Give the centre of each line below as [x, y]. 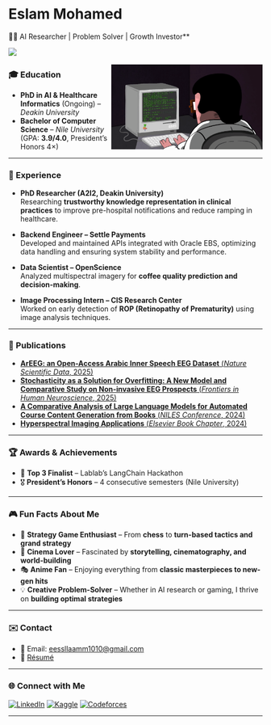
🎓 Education [35, 74]
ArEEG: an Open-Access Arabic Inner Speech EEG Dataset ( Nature [133, 363]
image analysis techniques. [65, 317]
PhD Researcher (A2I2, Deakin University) [92, 193]
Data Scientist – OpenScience [71, 267]
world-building [46, 561]
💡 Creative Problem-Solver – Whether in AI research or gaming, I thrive [139, 590]
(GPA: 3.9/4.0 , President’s [63, 138]
